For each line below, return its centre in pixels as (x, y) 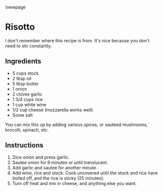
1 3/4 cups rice (27, 99)
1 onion (20, 89)
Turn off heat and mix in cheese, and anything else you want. (74, 183)
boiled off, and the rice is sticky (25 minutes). (58, 178)
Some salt (22, 115)
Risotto (20, 27)
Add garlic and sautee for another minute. (55, 167)
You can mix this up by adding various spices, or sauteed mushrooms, (77, 125)
